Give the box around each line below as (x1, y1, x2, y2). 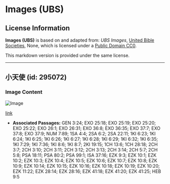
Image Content (5, 89, 43, 96)
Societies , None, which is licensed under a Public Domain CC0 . (5, 43, 137, 49)
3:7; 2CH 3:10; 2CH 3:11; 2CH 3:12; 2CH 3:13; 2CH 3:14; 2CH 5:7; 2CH (12, 146, 158, 153)
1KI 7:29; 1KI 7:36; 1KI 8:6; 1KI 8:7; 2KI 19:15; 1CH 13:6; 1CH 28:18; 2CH (12, 141, 158, 148)
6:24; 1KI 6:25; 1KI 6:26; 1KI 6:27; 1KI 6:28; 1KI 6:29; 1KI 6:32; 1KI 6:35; (12, 136, 158, 142)
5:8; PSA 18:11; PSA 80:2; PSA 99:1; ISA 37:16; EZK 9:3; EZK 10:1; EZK (12, 152, 157, 158)
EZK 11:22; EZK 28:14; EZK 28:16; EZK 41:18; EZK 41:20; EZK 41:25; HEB (12, 168, 161, 174)
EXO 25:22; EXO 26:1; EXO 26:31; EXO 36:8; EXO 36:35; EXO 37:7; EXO (12, 125, 161, 131)
